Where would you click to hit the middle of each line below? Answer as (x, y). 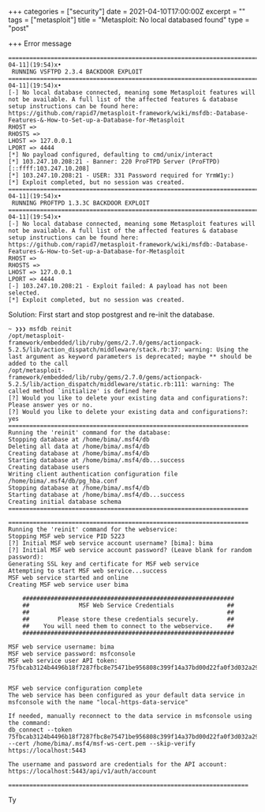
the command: (30, 723)
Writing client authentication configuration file (93, 474)
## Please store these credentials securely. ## (129, 619)
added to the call (38, 363)
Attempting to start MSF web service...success (88, 571)
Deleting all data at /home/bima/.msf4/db (79, 446)
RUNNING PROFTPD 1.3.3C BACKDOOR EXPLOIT (80, 203)
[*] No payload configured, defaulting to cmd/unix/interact (111, 155)
